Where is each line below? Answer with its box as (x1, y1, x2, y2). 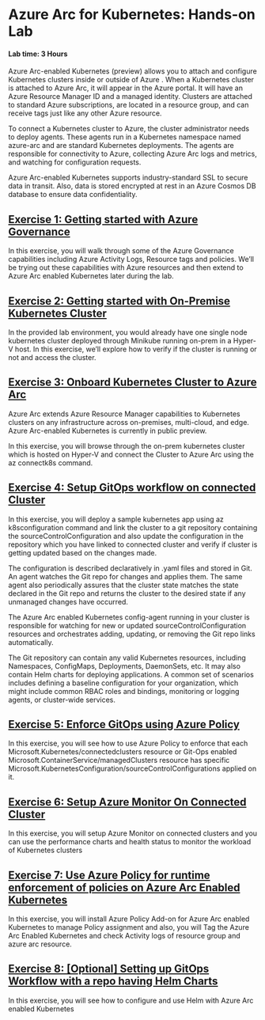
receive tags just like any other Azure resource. (8, 108, 162, 118)
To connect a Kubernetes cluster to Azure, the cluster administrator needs (8, 124, 250, 134)
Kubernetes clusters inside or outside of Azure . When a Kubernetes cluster (8, 75, 255, 85)
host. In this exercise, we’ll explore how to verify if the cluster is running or (14, 344, 257, 354)
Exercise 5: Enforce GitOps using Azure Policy (8, 718, 240, 731)
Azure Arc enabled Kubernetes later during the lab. (8, 271, 174, 281)
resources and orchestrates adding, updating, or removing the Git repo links (8, 629, 256, 639)
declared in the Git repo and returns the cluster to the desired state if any (8, 588, 247, 598)
